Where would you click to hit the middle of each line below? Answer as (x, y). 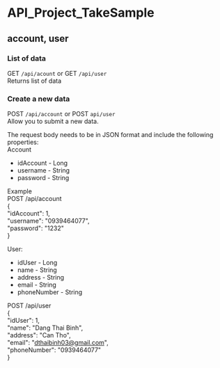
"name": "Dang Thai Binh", (45, 328)
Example (20, 191)
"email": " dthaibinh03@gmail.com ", (58, 343)
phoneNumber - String (50, 292)
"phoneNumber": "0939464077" (54, 350)
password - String (43, 178)
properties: (23, 142)
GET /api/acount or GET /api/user (57, 73)
